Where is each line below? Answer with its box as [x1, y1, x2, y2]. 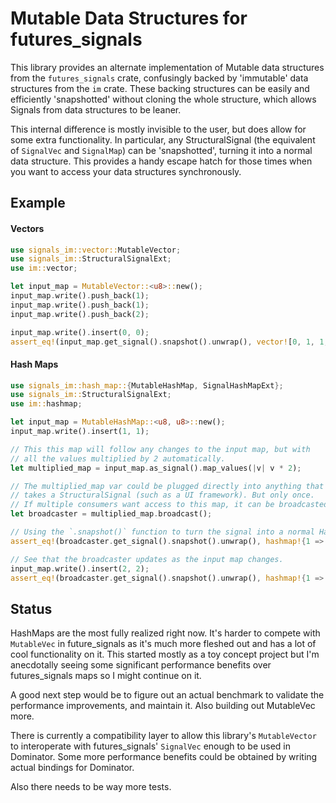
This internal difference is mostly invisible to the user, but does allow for [10, 123, 307, 135]
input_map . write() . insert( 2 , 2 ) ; [10, 563, 150, 574]
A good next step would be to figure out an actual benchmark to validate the [10, 689, 325, 701]
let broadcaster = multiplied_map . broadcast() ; [10, 509, 213, 519]
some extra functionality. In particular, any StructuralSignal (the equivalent [10, 133, 316, 146]
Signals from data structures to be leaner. [10, 103, 182, 116]
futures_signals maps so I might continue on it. [10, 670, 202, 682]
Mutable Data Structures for [10, 7, 248, 30]
